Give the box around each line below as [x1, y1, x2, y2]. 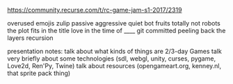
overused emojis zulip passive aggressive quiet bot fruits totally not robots [7, 19, 220, 27]
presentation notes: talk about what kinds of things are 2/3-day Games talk [7, 48, 223, 55]
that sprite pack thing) [7, 69, 71, 77]
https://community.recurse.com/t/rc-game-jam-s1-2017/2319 [7, 6, 182, 14]
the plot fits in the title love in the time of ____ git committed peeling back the [7, 27, 226, 34]
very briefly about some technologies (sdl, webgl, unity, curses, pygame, [7, 54, 216, 63]
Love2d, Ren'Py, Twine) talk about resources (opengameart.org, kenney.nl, [7, 62, 221, 70]
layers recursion [7, 34, 54, 42]
